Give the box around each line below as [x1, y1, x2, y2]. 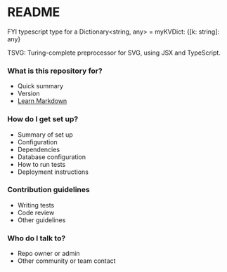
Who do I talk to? [7, 233, 66, 243]
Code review [17, 208, 55, 217]
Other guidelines [17, 215, 66, 224]
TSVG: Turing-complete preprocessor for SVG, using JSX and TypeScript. [7, 48, 221, 57]
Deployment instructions [17, 168, 89, 176]
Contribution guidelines [7, 185, 90, 195]
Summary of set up [17, 130, 74, 139]
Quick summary [17, 82, 64, 90]
